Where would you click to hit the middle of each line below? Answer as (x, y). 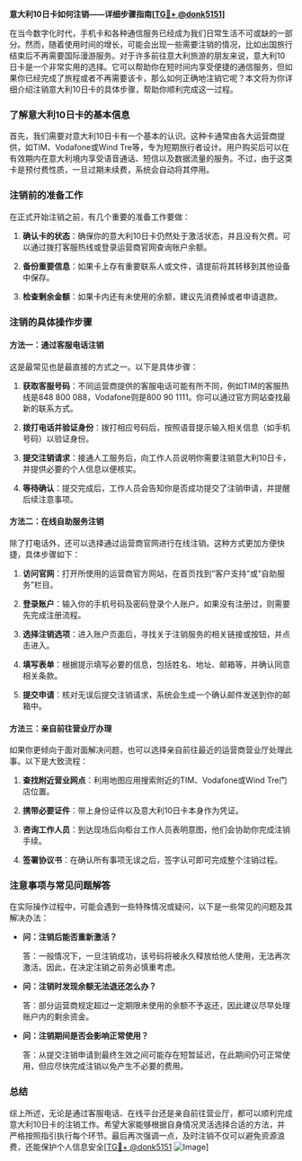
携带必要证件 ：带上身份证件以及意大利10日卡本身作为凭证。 (133, 811)
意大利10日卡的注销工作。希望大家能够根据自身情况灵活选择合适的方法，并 (147, 1124)
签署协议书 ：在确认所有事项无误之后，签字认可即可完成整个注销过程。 (152, 860)
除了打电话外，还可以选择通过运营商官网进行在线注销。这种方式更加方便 (143, 543)
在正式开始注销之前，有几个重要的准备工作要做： (100, 217)
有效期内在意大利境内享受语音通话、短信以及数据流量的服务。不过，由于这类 (151, 159)
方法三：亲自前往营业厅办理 (61, 728)
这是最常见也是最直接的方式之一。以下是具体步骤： (104, 367)
